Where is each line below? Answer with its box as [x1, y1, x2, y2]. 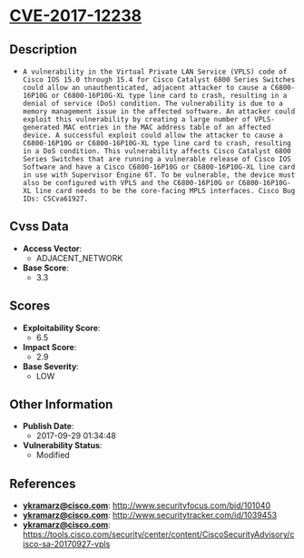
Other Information [9, 396, 113, 413]
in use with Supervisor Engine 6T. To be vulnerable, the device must [22, 171, 296, 180]
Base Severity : [22, 360, 79, 372]
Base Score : [22, 262, 70, 273]
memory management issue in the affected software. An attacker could [22, 107, 296, 116]
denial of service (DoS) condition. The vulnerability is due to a [22, 99, 283, 108]
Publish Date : [22, 421, 74, 432]
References [9, 475, 76, 491]
